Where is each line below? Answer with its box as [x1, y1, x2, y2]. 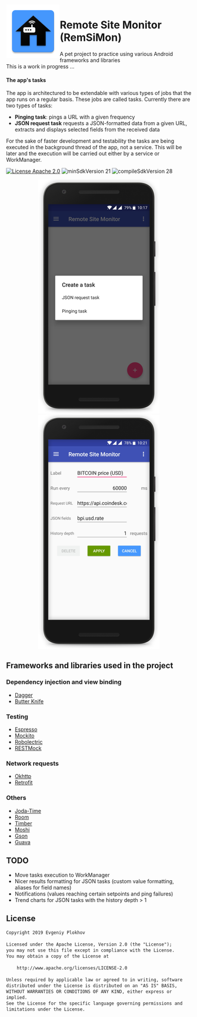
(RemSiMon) [59, 31, 122, 44]
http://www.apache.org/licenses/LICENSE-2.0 [16, 965, 128, 971]
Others [6, 794, 26, 802]
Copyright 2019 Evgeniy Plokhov [6, 930, 85, 936]
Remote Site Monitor [59, 18, 162, 32]
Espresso [14, 726, 38, 733]
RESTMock [14, 744, 42, 752]
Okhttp [14, 773, 32, 780]
